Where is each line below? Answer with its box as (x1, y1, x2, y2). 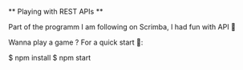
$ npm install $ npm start (8, 53, 91, 62)
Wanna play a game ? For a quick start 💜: (8, 37, 144, 47)
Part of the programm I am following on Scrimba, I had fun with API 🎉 (8, 22, 237, 31)
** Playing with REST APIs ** (8, 7, 103, 16)
